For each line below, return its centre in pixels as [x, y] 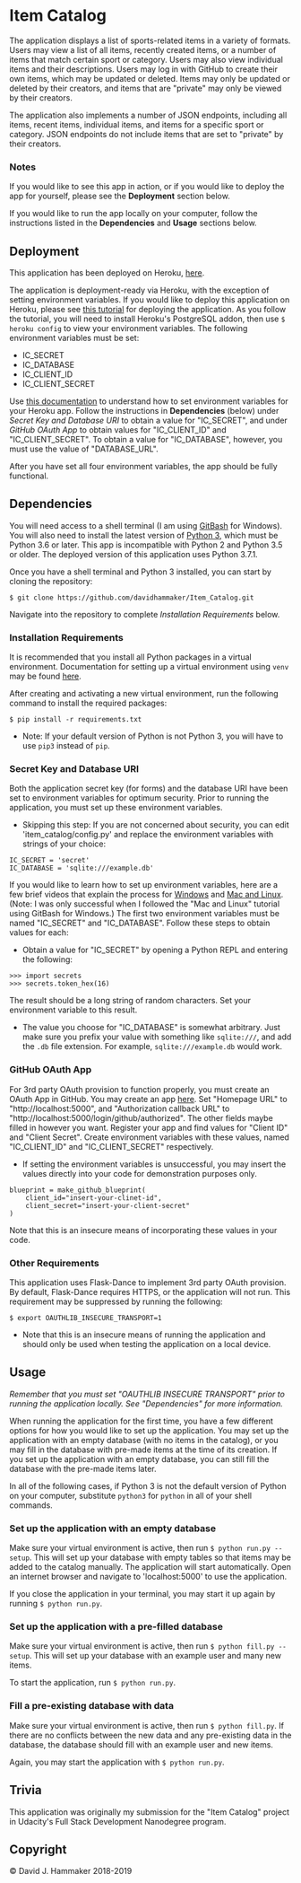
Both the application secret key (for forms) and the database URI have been [149, 788]
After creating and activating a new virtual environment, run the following [144, 694]
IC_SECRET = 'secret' [50, 861]
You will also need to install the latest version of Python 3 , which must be [144, 535]
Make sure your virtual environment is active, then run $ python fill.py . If [147, 1725]
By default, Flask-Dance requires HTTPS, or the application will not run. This [150, 1292]
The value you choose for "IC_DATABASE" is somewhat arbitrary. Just [151, 1028]
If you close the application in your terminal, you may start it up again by [142, 1594]
